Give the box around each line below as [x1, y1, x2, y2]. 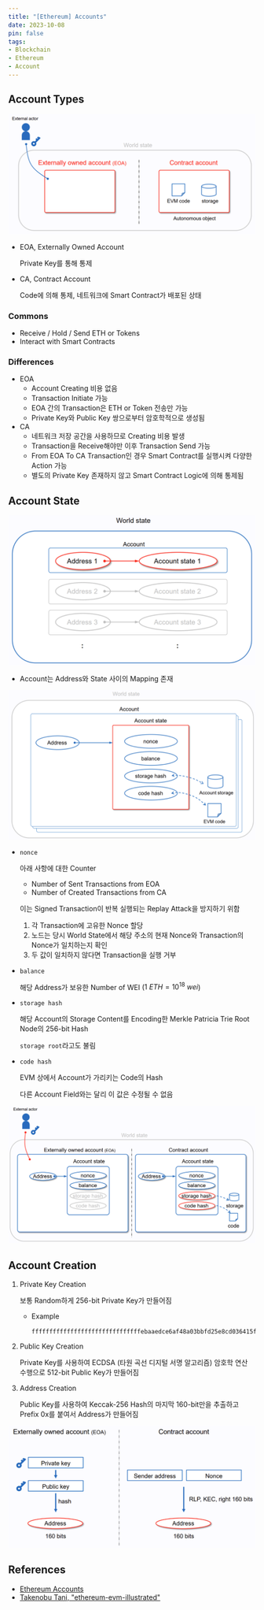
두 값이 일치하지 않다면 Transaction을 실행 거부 [31, 950, 177, 959]
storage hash [19, 1000, 63, 1007]
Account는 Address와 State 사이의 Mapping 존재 [19, 674, 174, 684]
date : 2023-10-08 [8, 20, 65, 29]
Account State [8, 494, 80, 507]
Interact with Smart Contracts [19, 337, 115, 347]
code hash [19, 1058, 53, 1067]
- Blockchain [8, 46, 51, 54]
